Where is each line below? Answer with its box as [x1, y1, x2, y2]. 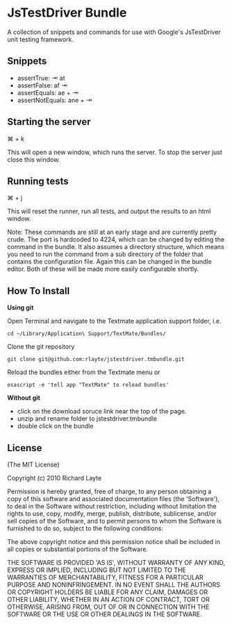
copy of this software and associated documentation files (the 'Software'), [7, 495, 220, 503]
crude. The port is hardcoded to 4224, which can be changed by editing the [7, 235, 224, 244]
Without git [7, 394, 40, 402]
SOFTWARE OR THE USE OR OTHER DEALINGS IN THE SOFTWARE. [7, 610, 202, 618]
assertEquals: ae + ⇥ [17, 88, 78, 96]
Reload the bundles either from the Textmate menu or [7, 368, 160, 376]
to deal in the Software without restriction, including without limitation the [7, 502, 217, 510]
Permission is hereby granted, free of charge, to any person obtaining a [7, 487, 212, 496]
